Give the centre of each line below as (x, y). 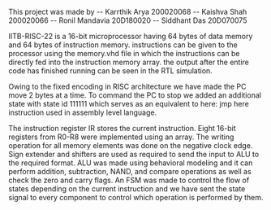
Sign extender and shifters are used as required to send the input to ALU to (134, 154)
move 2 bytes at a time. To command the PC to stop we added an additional (135, 95)
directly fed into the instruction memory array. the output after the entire (129, 62)
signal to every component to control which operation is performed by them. (136, 197)
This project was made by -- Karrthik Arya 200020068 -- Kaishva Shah (128, 12)
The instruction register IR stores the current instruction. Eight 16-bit (123, 128)
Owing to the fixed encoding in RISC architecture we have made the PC (127, 86)
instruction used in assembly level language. (82, 112)
